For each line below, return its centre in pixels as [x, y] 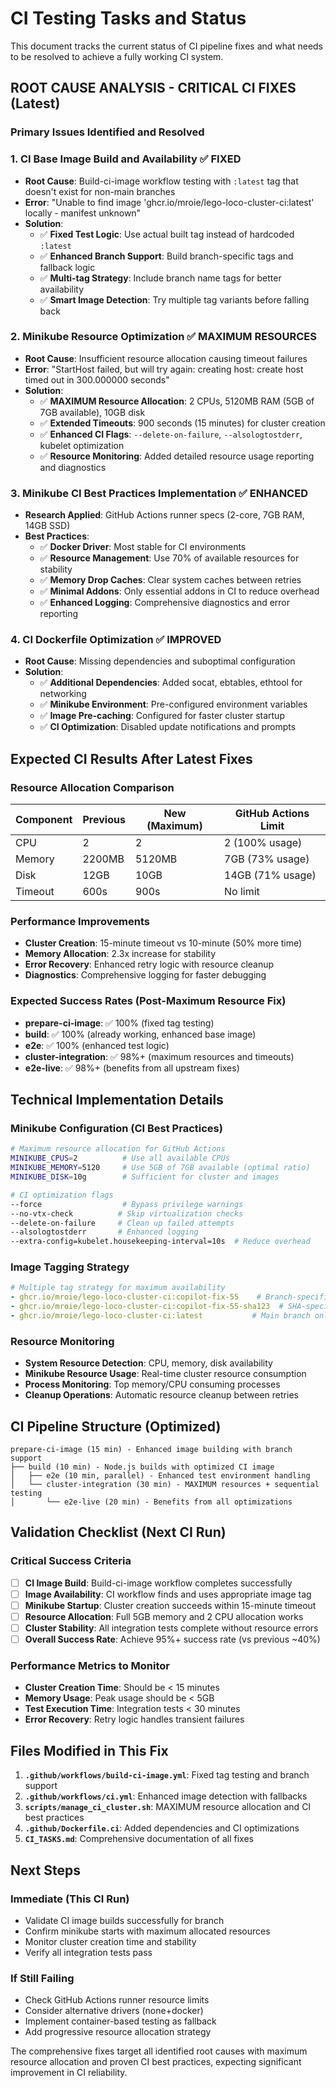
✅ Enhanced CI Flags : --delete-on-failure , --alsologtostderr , [171, 434]
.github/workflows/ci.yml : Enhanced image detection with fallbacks [166, 1796]
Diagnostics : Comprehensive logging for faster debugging [145, 975]
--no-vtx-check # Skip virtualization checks [127, 1213]
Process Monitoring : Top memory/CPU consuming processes [152, 1384]
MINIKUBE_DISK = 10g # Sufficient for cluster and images [145, 1177]
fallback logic [67, 267]
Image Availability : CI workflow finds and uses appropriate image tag [168, 1594]
